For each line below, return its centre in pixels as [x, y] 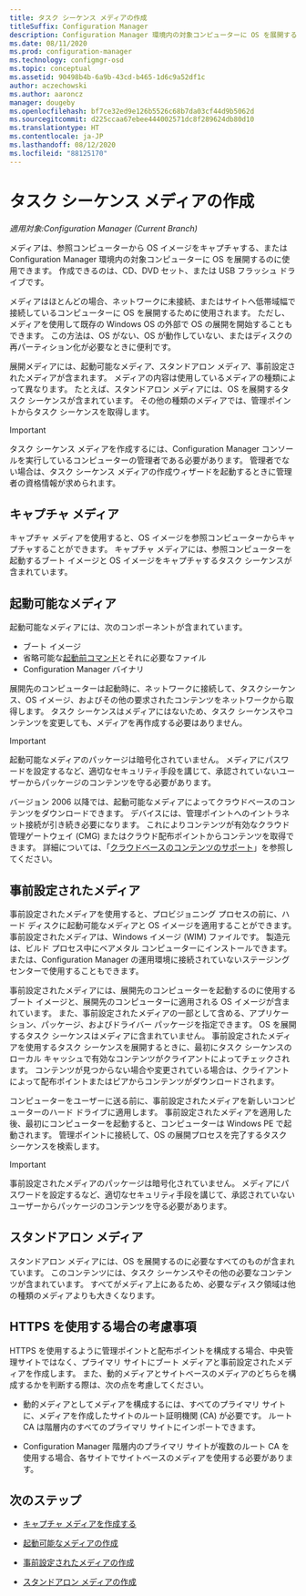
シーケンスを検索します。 [57, 1146]
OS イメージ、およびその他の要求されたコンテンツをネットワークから [155, 700]
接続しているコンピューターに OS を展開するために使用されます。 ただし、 [149, 312]
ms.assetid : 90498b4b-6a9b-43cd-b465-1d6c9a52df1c [107, 77]
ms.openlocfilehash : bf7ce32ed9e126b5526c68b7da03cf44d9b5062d [132, 111]
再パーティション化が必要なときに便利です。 [92, 346]
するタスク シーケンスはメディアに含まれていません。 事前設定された [139, 1036]
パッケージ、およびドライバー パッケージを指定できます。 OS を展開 [168, 1024]
